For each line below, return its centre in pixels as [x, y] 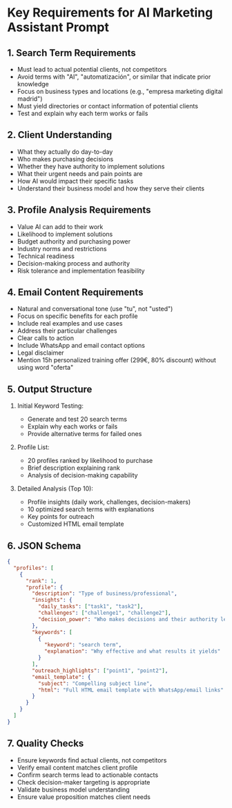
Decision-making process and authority [73, 263]
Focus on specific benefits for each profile [77, 316]
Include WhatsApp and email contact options [81, 346]
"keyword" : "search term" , [83, 645]
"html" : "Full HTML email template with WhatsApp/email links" [131, 690]
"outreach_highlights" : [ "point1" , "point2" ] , [100, 671]
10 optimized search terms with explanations [91, 509]
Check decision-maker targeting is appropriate [84, 782]
